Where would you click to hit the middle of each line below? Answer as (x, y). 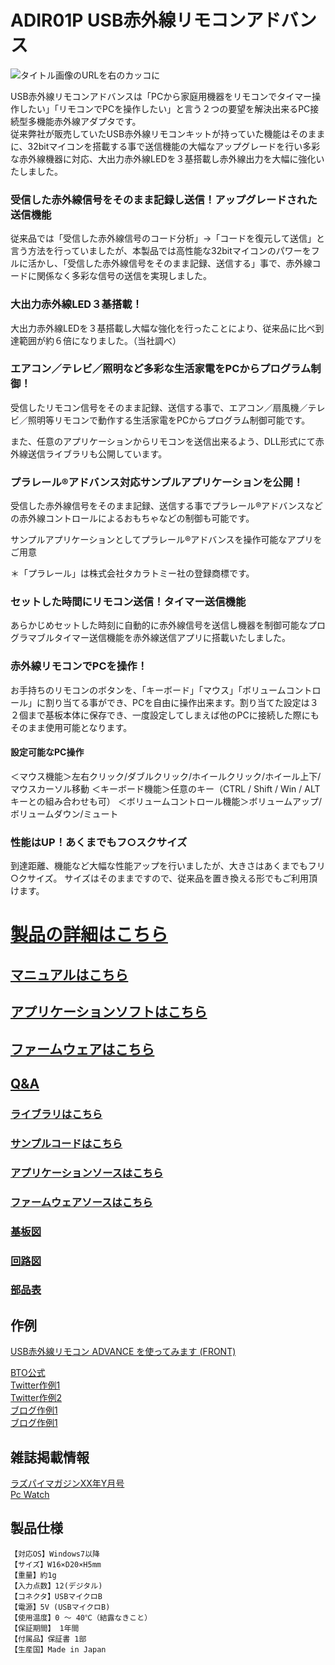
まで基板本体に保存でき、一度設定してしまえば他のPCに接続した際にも (173, 715)
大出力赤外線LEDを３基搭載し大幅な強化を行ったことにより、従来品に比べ (163, 328)
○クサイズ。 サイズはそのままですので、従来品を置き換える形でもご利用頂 (164, 878)
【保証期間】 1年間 (45, 1628)
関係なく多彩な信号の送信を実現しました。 (124, 276)
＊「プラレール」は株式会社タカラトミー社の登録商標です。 (132, 573)
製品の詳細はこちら (89, 935)
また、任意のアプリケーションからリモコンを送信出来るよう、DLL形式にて (163, 441)
